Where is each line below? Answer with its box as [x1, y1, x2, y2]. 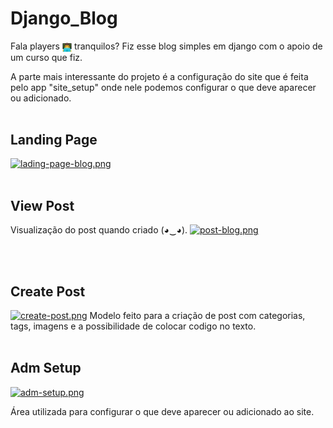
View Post [10, 197, 75, 214]
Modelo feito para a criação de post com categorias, [89, 310, 306, 322]
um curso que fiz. [10, 51, 83, 63]
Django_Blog [10, 7, 118, 30]
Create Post [10, 283, 86, 300]
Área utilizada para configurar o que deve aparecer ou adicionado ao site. [10, 405, 315, 417]
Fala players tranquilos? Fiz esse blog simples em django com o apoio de [10, 40, 323, 52]
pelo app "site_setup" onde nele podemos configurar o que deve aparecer [10, 81, 317, 93]
